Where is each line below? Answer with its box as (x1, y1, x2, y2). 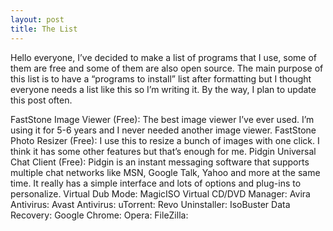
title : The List (10, 24, 78, 34)
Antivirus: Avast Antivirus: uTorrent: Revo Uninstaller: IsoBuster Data (10, 198, 291, 210)
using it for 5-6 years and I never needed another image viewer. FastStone (10, 124, 317, 136)
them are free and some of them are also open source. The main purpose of (10, 62, 324, 74)
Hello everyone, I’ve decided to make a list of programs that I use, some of (10, 51, 318, 63)
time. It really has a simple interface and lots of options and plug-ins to (10, 177, 302, 189)
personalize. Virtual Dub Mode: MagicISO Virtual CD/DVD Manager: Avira (10, 187, 311, 200)
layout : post (10, 14, 65, 25)
